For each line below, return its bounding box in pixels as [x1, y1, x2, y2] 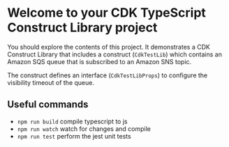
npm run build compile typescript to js [17, 117, 128, 125]
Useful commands [7, 99, 89, 111]
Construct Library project [7, 20, 158, 36]
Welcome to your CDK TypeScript [7, 5, 206, 21]
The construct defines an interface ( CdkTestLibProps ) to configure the [7, 71, 208, 79]
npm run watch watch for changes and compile [17, 124, 152, 133]
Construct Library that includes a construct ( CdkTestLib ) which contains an [7, 50, 222, 59]
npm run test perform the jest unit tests [17, 132, 131, 140]
